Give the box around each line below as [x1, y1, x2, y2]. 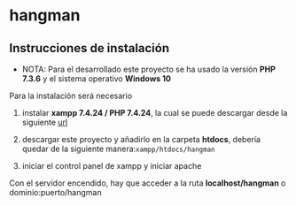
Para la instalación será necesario [9, 90, 133, 101]
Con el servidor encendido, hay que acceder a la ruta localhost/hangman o [9, 178, 286, 188]
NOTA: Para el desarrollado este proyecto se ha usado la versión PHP [21, 64, 277, 74]
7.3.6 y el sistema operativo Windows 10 [21, 73, 171, 84]
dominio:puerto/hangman [9, 187, 102, 197]
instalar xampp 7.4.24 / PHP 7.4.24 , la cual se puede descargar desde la [21, 108, 288, 118]
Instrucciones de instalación [9, 41, 170, 56]
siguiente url [21, 117, 68, 127]
